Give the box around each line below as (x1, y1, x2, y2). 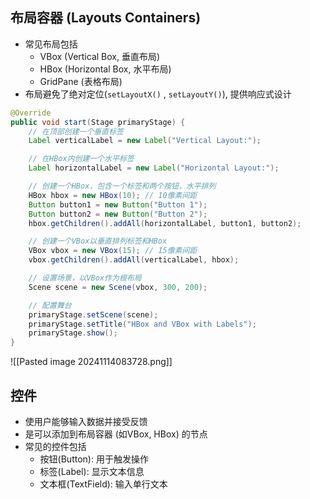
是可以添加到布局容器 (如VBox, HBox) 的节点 (24, 428, 208, 440)
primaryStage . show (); (28, 328, 118, 338)
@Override (10, 108, 52, 118)
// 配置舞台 (28, 300, 72, 310)
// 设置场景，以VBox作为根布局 (28, 273, 142, 283)
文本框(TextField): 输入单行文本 (39, 478, 168, 490)
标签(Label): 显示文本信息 (39, 466, 145, 477)
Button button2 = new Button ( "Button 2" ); (28, 209, 208, 219)
